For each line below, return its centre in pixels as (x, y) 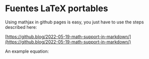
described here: (21, 27)
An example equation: (27, 51)
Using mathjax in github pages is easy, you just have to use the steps (74, 22)
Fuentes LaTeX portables (57, 9)
